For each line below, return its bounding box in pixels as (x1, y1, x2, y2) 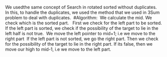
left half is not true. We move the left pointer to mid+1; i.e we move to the (5, 31, 156, 36)
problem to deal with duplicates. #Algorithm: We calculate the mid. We (5, 15, 152, 20)
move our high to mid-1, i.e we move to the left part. (5, 47, 111, 52)
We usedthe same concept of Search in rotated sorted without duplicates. (5, 4, 157, 10)
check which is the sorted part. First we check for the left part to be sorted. (5, 20, 162, 26)
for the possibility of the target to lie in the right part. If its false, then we (5, 41, 153, 47)
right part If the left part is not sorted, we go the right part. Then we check (5, 36, 159, 42)
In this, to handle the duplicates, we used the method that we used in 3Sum (5, 9, 160, 15)
